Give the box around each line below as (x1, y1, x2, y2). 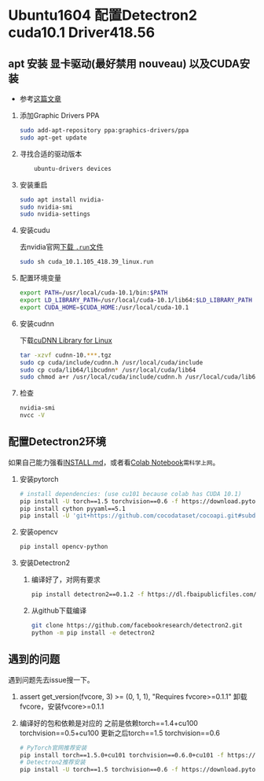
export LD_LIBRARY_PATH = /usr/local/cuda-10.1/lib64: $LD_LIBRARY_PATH (19, 296, 253, 304)
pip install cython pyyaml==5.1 (19, 505, 126, 513)
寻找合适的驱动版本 (19, 149, 82, 158)
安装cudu (19, 225, 50, 235)
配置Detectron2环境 (8, 435, 106, 449)
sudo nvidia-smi (19, 203, 73, 211)
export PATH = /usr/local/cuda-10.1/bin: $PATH (19, 289, 168, 297)
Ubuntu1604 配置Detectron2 (8, 6, 198, 24)
